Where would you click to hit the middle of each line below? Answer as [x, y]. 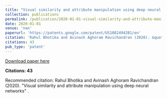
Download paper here [27, 61]
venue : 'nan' [19, 28]
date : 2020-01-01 [23, 24]
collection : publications [32, 14]
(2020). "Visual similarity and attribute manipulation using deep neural [77, 86]
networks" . [17, 91]
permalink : [16, 19]
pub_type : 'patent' [25, 47]
